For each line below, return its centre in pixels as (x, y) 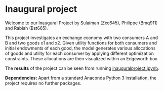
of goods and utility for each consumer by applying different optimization (80, 53)
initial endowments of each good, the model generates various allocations (80, 48)
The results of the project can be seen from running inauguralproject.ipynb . (82, 68)
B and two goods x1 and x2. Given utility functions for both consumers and (81, 43)
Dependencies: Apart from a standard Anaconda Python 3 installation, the (81, 78)
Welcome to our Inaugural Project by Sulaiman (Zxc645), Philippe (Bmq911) (82, 23)
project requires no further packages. (43, 83)
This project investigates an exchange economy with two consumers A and (82, 38)
